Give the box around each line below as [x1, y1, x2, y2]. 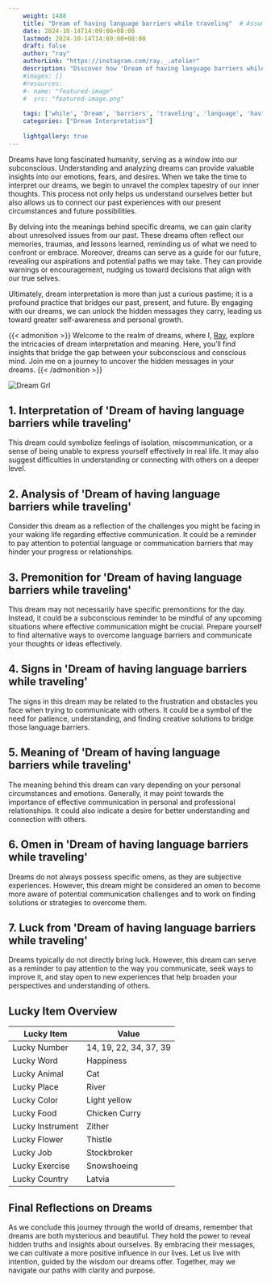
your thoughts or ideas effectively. [8, 639, 123, 649]
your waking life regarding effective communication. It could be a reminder [8, 530, 256, 540]
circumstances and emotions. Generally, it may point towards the [8, 788, 224, 798]
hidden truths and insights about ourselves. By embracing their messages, [8, 1239, 256, 1249]
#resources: [23, 79, 63, 87]
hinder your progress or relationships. [8, 547, 134, 557]
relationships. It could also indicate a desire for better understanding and [8, 806, 250, 815]
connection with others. [8, 814, 87, 824]
